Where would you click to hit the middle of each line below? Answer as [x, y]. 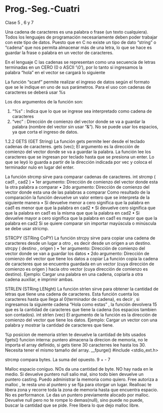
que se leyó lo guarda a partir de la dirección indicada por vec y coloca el [79, 162]
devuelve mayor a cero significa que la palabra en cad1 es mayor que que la [81, 218]
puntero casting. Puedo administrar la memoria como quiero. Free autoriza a [81, 379]
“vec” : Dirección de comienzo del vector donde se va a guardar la [79, 121]
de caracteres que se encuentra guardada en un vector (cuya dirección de [80, 264]
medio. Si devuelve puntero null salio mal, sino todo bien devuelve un [74, 374]
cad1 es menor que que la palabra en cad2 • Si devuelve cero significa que [80, 208]
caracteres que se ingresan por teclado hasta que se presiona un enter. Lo [80, 157]
